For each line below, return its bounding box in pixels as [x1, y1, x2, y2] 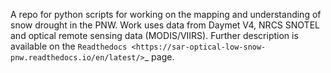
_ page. [144, 51, 175, 63]
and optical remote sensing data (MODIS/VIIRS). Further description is [10, 30, 299, 41]
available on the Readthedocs [10, 40, 128, 52]
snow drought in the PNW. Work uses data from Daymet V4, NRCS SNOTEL [10, 19, 320, 31]
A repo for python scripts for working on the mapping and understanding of [10, 9, 322, 20]
